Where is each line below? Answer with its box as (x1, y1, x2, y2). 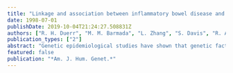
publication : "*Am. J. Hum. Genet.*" (7, 56, 116, 63)
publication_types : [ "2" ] (7, 36, 82, 43)
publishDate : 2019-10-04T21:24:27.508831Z (7, 23, 132, 30)
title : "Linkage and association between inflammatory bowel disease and (7, 10, 225, 17)
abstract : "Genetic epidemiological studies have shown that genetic (7, 42, 213, 49)
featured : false (7, 49, 54, 56)
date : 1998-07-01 (7, 17, 58, 24)
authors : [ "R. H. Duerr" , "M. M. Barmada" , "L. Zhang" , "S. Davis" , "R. (7, 29, 222, 37)
